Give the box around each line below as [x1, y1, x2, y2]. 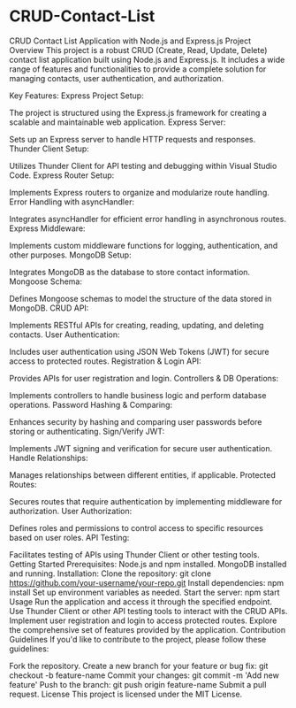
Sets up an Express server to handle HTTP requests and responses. [9, 134, 256, 144]
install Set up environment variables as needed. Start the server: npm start [9, 587, 280, 597]
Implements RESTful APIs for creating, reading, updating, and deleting [9, 319, 264, 330]
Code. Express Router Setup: [9, 170, 115, 181]
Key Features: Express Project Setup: [9, 90, 144, 101]
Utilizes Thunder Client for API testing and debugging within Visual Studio [9, 160, 277, 171]
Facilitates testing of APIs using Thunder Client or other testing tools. [9, 549, 261, 559]
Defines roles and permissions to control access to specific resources [9, 522, 263, 533]
